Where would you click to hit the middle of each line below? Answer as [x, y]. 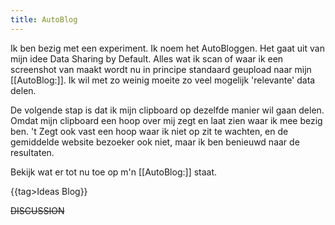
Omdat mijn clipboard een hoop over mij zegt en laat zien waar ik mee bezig [166, 120]
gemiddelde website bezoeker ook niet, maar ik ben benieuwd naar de [155, 142]
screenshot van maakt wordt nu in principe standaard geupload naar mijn [161, 69]
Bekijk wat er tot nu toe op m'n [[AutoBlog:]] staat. [114, 172]
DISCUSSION [37, 210]
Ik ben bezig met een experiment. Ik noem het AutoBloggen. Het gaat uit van [167, 48]
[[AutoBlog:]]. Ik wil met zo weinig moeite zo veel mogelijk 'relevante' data [163, 80]
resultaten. [32, 152]
